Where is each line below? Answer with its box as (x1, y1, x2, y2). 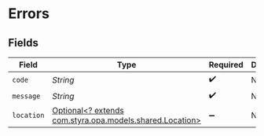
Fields (8, 36, 39, 50)
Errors (8, 5, 49, 23)
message (12, 91, 41, 101)
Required (208, 60, 244, 70)
